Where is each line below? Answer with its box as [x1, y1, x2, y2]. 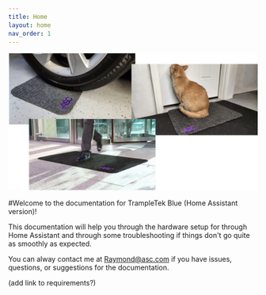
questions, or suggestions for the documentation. [8, 262, 169, 272]
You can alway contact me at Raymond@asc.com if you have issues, [8, 254, 232, 263]
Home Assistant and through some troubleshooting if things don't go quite [8, 230, 251, 239]
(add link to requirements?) [8, 278, 97, 287]
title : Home [8, 13, 47, 21]
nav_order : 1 [8, 29, 51, 37]
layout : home [8, 21, 51, 29]
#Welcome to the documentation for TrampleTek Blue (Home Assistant [8, 198, 238, 208]
